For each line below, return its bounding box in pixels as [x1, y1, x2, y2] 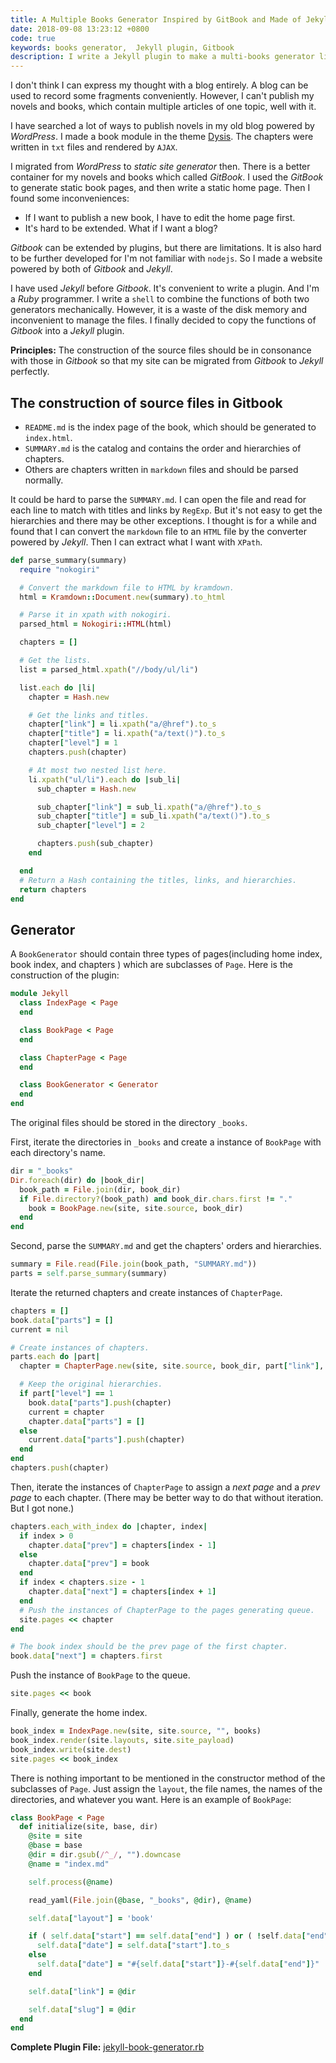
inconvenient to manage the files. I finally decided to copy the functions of [10, 314, 317, 326]
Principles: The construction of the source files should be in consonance [10, 344, 312, 356]
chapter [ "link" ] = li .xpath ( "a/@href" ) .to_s [28, 719, 217, 730]
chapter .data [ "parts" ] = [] [28, 1416, 145, 1426]
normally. [24, 474, 64, 486]
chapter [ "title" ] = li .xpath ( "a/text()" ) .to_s [28, 729, 226, 739]
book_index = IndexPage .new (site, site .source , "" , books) [10, 1726, 262, 1736]
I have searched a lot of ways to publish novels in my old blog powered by [10, 120, 315, 132]
